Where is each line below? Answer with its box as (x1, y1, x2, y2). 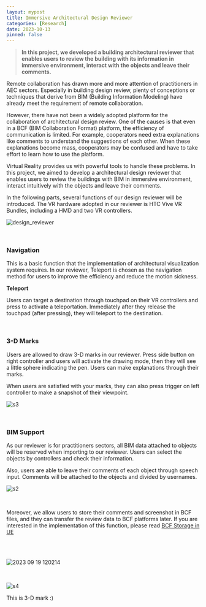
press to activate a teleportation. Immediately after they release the (6, 303, 176, 310)
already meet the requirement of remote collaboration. (6, 99, 143, 107)
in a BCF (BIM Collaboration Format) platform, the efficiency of (6, 124, 164, 132)
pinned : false (6, 32, 43, 38)
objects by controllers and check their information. (6, 455, 134, 462)
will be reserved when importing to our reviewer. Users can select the (6, 448, 182, 456)
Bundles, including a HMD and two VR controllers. (6, 207, 133, 215)
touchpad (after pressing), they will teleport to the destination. (6, 310, 163, 317)
